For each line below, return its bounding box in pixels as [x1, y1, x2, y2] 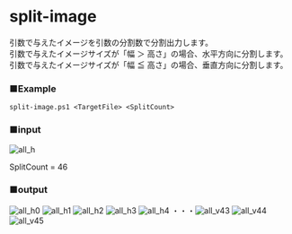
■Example [9, 82, 57, 95]
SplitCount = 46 [9, 161, 68, 172]
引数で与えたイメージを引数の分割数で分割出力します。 [9, 37, 214, 48]
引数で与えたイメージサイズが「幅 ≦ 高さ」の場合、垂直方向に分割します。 [9, 59, 288, 70]
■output [9, 184, 48, 196]
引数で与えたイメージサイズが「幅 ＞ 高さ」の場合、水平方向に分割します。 [9, 48, 288, 59]
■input [9, 124, 42, 136]
